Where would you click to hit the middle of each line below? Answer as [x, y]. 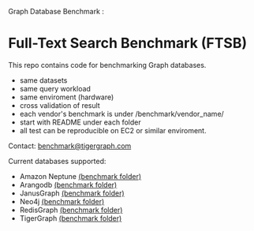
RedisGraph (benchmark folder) [71, 210]
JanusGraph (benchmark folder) [72, 193]
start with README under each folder [80, 122]
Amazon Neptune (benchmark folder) [80, 176]
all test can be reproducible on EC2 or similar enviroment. [113, 130]
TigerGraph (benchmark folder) [71, 218]
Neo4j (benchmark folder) [62, 201]
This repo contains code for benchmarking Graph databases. [107, 65]
